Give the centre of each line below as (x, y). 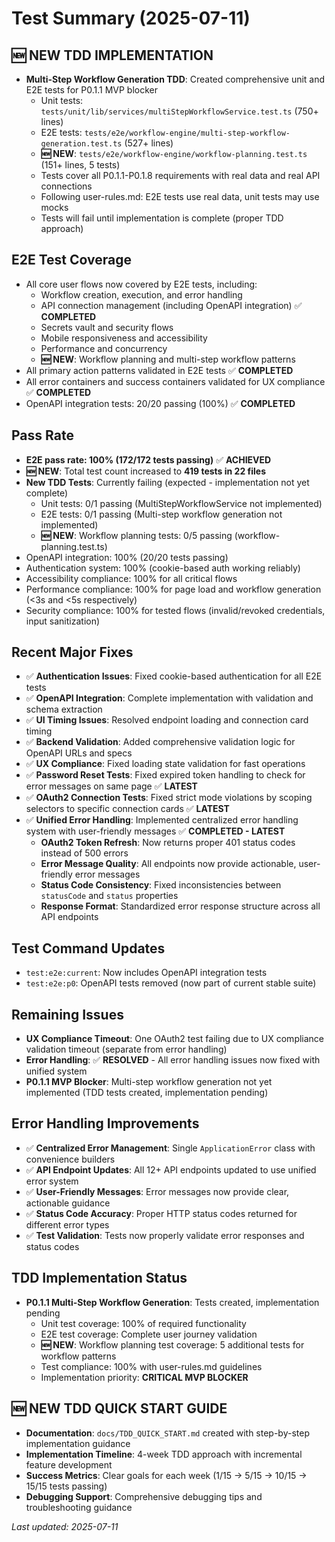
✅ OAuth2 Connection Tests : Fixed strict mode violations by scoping (169, 798)
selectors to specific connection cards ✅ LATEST (127, 809)
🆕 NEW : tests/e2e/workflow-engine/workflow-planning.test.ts (174, 153)
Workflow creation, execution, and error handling (141, 294)
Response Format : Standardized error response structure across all (180, 906)
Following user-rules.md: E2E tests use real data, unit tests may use (180, 196)
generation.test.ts (81, 144)
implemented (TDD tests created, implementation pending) (147, 1093)
